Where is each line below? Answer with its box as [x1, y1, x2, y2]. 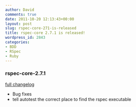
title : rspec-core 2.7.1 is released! [5, 30, 85, 35]
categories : [5, 40, 30, 45]
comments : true [5, 12, 37, 17]
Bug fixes [12, 91, 32, 97]
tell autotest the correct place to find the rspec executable [12, 96, 132, 102]
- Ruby [5, 53, 19, 59]
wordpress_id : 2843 [5, 35, 46, 40]
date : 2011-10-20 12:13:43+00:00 [5, 16, 74, 21]
